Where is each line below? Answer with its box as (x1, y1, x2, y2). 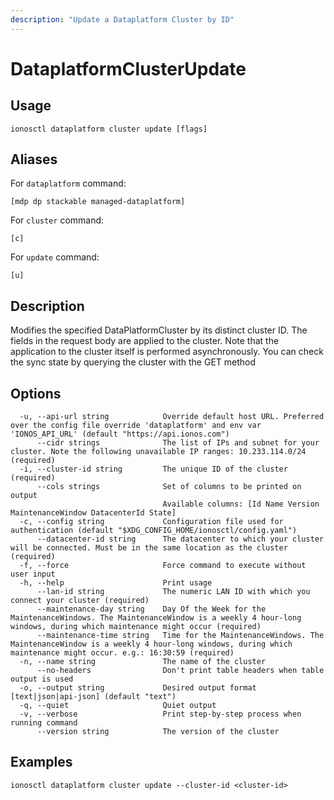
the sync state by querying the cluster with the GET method (10, 356, 257, 368)
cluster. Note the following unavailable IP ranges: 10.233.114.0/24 (10, 447, 307, 457)
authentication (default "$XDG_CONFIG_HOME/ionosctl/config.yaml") (10, 526, 298, 536)
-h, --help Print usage (19, 578, 213, 588)
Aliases (10, 151, 58, 168)
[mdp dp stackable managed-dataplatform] (10, 197, 186, 207)
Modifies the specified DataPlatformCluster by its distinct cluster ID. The (10, 324, 308, 336)
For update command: (10, 251, 100, 263)
